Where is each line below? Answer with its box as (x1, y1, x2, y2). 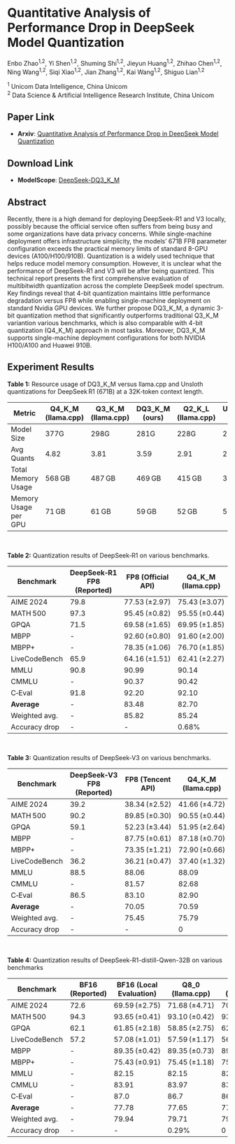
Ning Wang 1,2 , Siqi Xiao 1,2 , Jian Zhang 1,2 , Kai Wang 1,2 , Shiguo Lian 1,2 (7, 66, 205, 76)
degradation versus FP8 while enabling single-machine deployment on (7, 296, 211, 305)
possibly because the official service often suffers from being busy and (7, 222, 213, 230)
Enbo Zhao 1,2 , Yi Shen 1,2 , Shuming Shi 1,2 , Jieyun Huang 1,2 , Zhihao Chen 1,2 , (7, 57, 222, 67)
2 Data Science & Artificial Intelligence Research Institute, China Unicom (7, 90, 215, 99)
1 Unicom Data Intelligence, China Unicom (7, 81, 128, 90)
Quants (10, 453, 35, 463)
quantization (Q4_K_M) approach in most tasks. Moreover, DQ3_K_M (7, 327, 206, 334)
